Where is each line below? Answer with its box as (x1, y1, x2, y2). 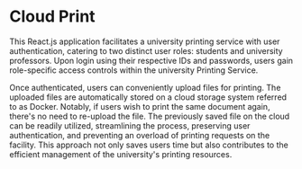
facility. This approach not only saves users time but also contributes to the (9, 139, 288, 150)
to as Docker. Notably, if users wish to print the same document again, (9, 101, 270, 111)
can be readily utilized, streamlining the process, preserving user (9, 120, 251, 131)
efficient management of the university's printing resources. (9, 148, 233, 159)
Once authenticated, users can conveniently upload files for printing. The (9, 82, 281, 93)
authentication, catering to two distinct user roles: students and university (9, 45, 283, 56)
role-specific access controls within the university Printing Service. (9, 65, 259, 76)
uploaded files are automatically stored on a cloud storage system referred (9, 92, 287, 102)
